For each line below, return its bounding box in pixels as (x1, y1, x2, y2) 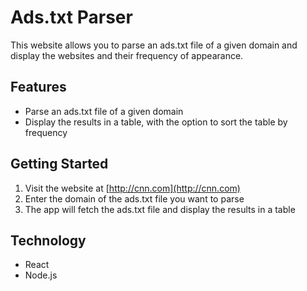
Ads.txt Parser (10, 6, 133, 29)
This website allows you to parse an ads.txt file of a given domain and (10, 39, 298, 51)
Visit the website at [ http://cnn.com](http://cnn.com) (24, 182, 241, 194)
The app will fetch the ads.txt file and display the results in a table (24, 203, 296, 215)
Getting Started (10, 156, 109, 173)
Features (10, 79, 67, 96)
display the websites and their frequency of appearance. (10, 49, 244, 61)
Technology (10, 232, 87, 249)
